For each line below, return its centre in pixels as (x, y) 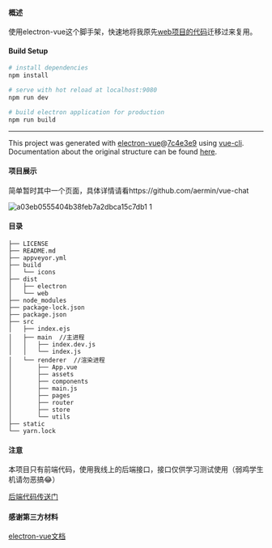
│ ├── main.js (43, 389)
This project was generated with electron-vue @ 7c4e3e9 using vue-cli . (126, 142)
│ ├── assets (41, 375)
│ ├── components (49, 382)
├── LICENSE (28, 244)
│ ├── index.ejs (39, 329)
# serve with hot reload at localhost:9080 (83, 90)
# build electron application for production (86, 112)
